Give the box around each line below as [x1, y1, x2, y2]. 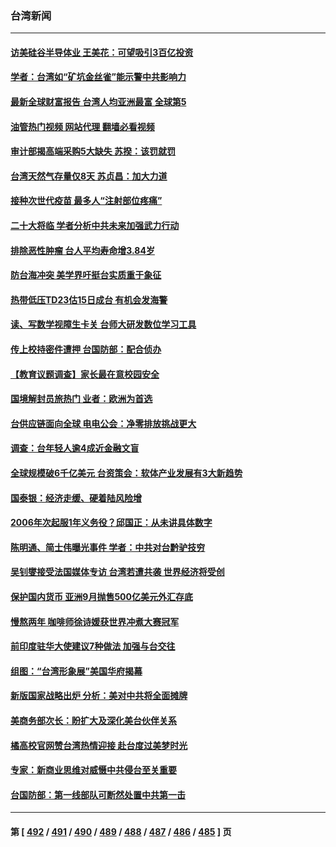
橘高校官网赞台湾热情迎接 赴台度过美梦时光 [10, 739, 188, 751]
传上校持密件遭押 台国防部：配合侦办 [10, 343, 162, 356]
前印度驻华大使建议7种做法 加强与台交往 [10, 640, 176, 652]
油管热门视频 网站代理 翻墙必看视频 [10, 120, 155, 132]
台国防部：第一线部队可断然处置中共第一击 [10, 788, 186, 801]
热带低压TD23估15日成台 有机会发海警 [10, 293, 168, 306]
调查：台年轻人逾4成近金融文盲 [10, 442, 140, 454]
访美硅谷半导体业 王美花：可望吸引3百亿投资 [10, 46, 194, 58]
